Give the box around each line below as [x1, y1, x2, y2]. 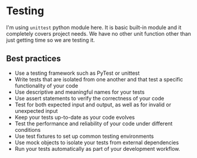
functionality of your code [14, 82, 78, 89]
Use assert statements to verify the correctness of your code [14, 94, 164, 102]
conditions [14, 126, 41, 133]
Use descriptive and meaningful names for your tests [14, 88, 145, 96]
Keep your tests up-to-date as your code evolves [14, 113, 135, 121]
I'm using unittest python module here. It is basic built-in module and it [6, 24, 182, 31]
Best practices [6, 53, 61, 64]
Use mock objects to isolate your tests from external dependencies [14, 138, 179, 146]
